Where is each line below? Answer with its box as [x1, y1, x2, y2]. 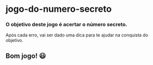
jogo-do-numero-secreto [5, 3, 112, 15]
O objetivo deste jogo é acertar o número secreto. [5, 21, 128, 28]
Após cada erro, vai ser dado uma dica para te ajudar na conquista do [5, 32, 148, 38]
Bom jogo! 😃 [5, 52, 46, 60]
